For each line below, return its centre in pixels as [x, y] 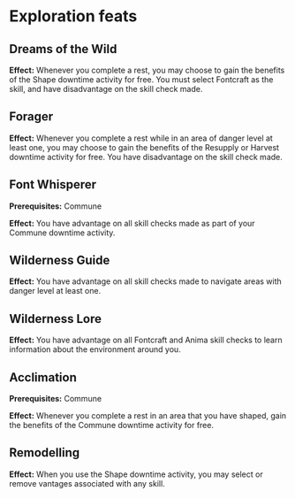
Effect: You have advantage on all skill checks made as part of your [132, 223]
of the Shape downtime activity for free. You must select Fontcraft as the [141, 80]
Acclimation [43, 377]
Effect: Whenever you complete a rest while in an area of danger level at [141, 138]
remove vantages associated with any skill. [87, 483]
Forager [31, 117]
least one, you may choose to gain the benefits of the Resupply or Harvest [144, 147]
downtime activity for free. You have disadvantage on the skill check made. [146, 157]
